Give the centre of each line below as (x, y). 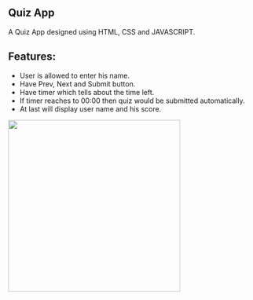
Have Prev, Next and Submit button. (77, 84)
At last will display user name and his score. (90, 108)
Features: (32, 57)
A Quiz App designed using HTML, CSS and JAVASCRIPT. (102, 31)
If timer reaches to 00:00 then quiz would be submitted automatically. (132, 101)
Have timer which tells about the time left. (87, 92)
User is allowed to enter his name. (74, 75)
